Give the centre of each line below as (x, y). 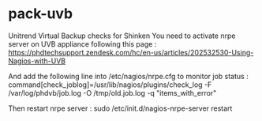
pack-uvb (41, 14)
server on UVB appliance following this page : (82, 43)
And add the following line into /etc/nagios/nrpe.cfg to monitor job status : (128, 76)
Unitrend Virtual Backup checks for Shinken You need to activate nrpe (122, 36)
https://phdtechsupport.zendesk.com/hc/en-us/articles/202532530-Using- (131, 52)
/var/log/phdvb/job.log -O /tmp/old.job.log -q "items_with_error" (112, 93)
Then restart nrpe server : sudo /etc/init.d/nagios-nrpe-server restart (120, 108)
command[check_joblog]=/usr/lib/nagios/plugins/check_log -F (110, 85)
